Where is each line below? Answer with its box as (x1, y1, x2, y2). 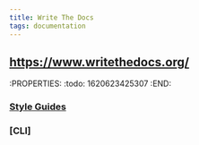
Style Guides (9, 100, 67, 113)
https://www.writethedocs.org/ (9, 55, 190, 70)
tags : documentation (9, 21, 87, 30)
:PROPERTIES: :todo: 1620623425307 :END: (9, 78, 172, 90)
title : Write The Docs (9, 13, 94, 22)
